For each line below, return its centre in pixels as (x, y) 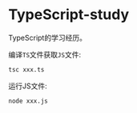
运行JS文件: (28, 86)
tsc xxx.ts (26, 69)
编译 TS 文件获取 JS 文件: (45, 54)
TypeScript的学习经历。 (47, 37)
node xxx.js (28, 101)
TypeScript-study (69, 15)
